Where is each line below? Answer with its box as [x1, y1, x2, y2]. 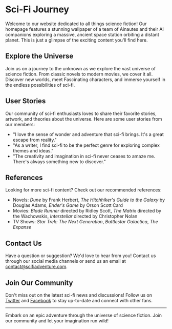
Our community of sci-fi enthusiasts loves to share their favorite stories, [5, 110, 157, 117]
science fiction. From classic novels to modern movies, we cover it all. [5, 71, 153, 77]
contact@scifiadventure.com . [5, 263, 68, 270]
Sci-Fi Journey [5, 4, 70, 15]
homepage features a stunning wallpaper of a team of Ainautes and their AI [5, 26, 164, 32]
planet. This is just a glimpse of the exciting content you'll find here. [5, 37, 148, 43]
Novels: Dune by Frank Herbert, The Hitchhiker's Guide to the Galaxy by [12, 197, 165, 203]
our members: [5, 121, 35, 127]
